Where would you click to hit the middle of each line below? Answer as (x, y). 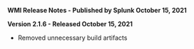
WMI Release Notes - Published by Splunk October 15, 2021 (97, 10)
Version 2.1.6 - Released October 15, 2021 (70, 24)
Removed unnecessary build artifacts (72, 38)
